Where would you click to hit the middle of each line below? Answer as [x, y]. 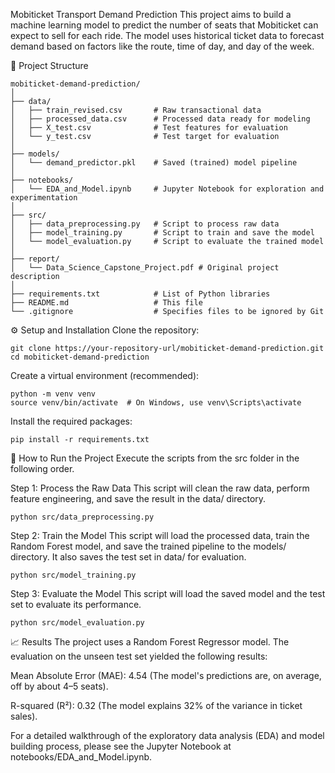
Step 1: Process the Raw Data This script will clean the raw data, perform [160, 488]
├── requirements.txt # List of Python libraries [140, 294]
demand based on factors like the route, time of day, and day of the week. [162, 46]
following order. [42, 468]
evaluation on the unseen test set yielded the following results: [139, 656]
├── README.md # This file [106, 303]
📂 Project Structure [49, 65]
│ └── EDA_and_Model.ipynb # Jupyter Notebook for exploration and [167, 189]
